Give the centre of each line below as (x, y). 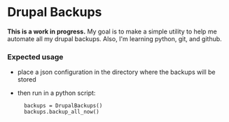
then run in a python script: (56, 93)
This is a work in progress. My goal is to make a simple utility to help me (112, 31)
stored (27, 79)
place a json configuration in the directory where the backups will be (116, 72)
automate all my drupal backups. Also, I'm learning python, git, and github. (114, 38)
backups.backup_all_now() (62, 112)
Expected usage (35, 56)
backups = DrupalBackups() (63, 106)
